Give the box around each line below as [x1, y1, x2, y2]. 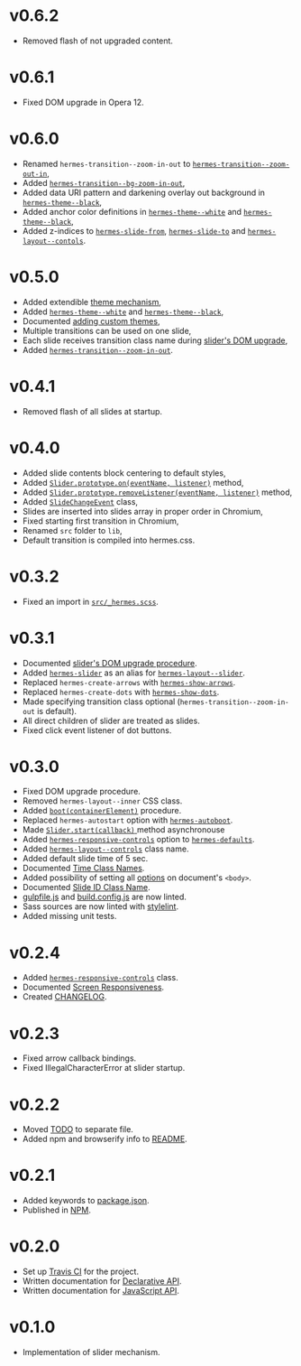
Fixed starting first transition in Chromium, [22, 516, 179, 526]
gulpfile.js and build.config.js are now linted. [22, 891, 187, 903]
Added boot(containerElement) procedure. [22, 805, 182, 816]
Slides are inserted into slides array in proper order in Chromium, [22, 506, 263, 516]
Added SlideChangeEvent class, [22, 496, 138, 506]
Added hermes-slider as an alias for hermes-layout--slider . [22, 667, 246, 678]
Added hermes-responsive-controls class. [22, 972, 178, 983]
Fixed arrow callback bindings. [22, 1053, 137, 1064]
